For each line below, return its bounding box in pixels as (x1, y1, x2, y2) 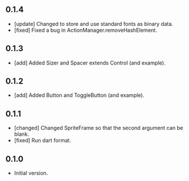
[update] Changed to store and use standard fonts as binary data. (14, 20, 174, 27)
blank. (14, 130, 29, 138)
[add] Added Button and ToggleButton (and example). (14, 92, 145, 99)
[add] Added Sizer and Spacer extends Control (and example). (14, 59, 166, 66)
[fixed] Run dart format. (14, 137, 71, 144)
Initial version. (14, 170, 48, 177)
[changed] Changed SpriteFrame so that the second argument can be (14, 125, 184, 132)
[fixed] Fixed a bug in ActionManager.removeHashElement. (14, 26, 157, 33)
